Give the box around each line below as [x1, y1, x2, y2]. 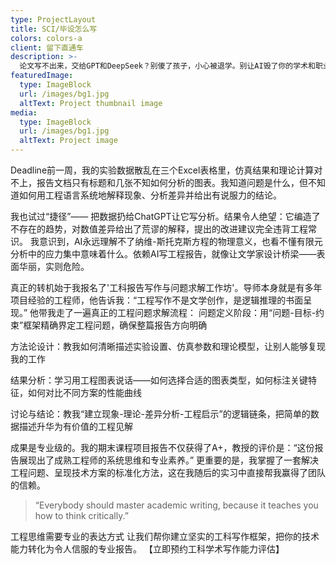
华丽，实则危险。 [18, 261, 90, 272]
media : [10, 107, 38, 118]
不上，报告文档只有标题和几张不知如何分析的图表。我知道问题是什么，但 [10, 177, 308, 188]
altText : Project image [19, 136, 118, 146]
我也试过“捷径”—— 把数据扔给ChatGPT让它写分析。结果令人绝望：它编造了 [10, 211, 321, 222]
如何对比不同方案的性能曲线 [27, 387, 142, 398]
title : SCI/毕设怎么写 [10, 24, 98, 34]
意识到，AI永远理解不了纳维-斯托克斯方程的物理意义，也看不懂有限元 [38, 236, 323, 247]
